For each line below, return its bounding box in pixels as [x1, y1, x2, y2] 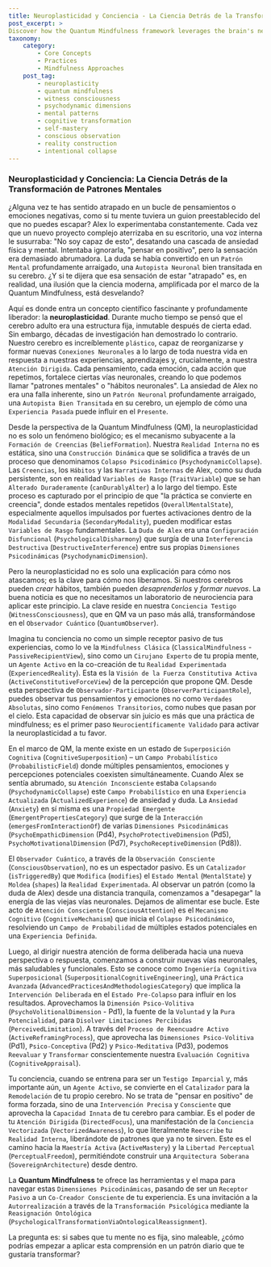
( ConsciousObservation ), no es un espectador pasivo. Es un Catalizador [8, 862, 247, 872]
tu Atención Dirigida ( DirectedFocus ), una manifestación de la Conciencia [8, 1116, 254, 1126]
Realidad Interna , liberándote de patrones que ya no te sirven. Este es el [8, 1134, 252, 1143]
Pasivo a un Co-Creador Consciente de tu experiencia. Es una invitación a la [8, 1192, 258, 1202]
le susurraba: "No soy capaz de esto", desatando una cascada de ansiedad [8, 236, 259, 246]
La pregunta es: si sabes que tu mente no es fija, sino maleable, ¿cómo [8, 1232, 244, 1242]
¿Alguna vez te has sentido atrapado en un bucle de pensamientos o [8, 202, 236, 212]
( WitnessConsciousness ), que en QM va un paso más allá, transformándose [8, 609, 256, 619]
